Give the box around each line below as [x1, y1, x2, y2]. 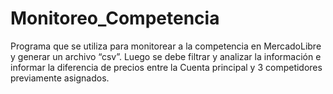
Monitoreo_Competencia [10, 7, 220, 30]
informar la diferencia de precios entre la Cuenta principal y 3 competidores [10, 61, 323, 73]
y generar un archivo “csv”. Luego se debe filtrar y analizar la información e [10, 50, 322, 62]
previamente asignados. [10, 72, 110, 84]
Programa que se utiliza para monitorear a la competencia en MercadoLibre [10, 40, 322, 52]
